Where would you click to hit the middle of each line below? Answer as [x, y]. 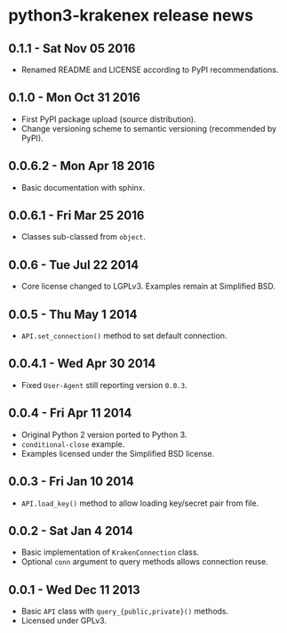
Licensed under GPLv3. [64, 621]
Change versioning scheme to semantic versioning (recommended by [149, 128]
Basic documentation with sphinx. [83, 187]
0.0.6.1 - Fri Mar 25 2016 [76, 216]
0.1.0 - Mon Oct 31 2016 [75, 97]
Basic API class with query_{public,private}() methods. [125, 612]
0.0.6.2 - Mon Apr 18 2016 [82, 166]
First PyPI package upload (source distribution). [108, 119]
